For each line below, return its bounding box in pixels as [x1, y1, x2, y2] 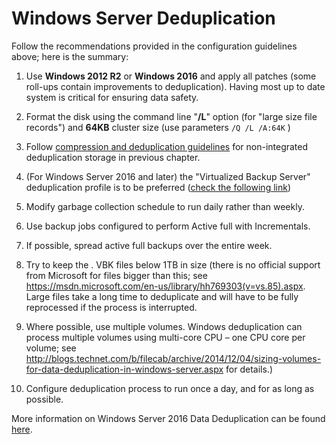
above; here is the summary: [11, 50, 129, 62]
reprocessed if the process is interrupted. [25, 301, 198, 313]
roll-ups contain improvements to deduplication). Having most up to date [25, 80, 326, 92]
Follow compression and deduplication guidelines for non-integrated [25, 140, 309, 152]
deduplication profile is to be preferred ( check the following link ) [25, 181, 291, 193]
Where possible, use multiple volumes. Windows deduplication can [25, 320, 303, 332]
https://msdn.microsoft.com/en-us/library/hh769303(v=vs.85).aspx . [25, 280, 306, 292]
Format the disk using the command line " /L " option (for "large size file [25, 110, 318, 122]
